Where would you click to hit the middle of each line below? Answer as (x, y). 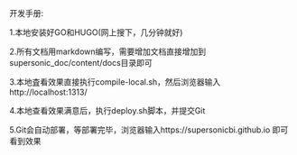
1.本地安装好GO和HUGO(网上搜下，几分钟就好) (96, 32)
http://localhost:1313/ (48, 92)
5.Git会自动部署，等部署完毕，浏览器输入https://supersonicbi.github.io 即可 (149, 130)
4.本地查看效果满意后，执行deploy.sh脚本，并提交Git (107, 110)
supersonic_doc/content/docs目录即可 (81, 63)
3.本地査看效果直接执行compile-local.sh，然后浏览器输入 (115, 82)
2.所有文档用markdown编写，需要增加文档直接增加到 (107, 51)
